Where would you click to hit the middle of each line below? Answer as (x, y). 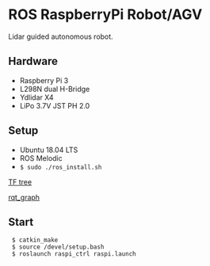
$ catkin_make (35, 240)
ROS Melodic (41, 158)
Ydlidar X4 (36, 97)
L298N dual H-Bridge (55, 89)
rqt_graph (24, 197)
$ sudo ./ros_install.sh (61, 167)
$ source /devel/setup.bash (58, 247)
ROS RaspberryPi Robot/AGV (105, 15)
